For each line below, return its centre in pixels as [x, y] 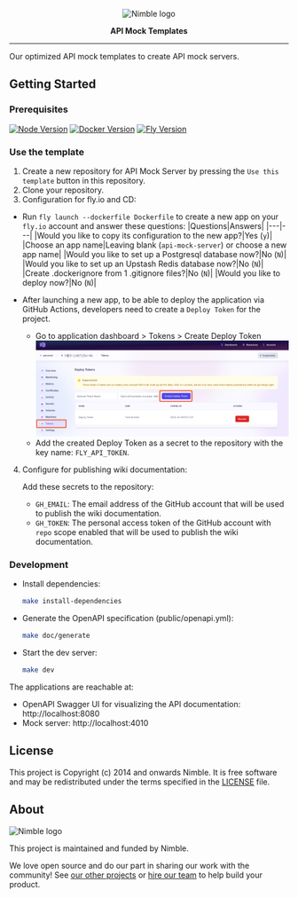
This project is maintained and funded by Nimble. [99, 848]
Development [39, 565]
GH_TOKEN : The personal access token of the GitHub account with [153, 523]
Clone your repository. [63, 190]
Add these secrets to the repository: [88, 487]
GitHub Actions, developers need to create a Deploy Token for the [141, 309]
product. [25, 884]
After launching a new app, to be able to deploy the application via [143, 299]
